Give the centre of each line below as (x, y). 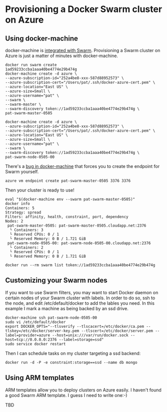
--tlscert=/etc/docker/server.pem (117, 331)
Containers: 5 (20, 208)
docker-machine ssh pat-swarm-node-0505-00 (51, 318)
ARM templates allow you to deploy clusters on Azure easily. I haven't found (83, 390)
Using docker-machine (42, 38)
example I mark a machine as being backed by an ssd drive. (67, 308)
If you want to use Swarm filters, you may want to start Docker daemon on (82, 292)
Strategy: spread (23, 213)
